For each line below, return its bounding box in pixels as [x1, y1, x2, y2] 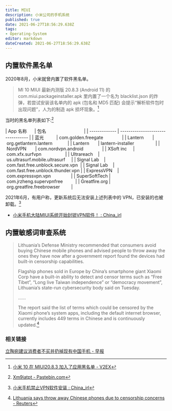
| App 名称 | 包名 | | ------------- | [5, 128, 119, 134]
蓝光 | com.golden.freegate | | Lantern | [34, 134, 155, 140]
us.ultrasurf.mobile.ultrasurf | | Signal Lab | [6, 156, 106, 162]
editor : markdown [5, 36, 42, 42]
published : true [5, 17, 40, 22]
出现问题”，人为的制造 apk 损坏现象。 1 [17, 105, 99, 112]
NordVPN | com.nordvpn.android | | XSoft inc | [6, 146, 135, 152]
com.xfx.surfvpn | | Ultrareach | [6, 151, 100, 157]
